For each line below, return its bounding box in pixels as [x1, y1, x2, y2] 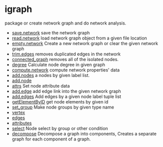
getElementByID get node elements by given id [11, 98, 109, 104]
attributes [11, 120, 32, 126]
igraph [4, 3, 32, 15]
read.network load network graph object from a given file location [11, 35, 148, 41]
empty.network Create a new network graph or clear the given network [11, 40, 158, 46]
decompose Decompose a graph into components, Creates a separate [11, 130, 157, 136]
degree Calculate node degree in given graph [11, 61, 106, 67]
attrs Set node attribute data [11, 82, 70, 88]
